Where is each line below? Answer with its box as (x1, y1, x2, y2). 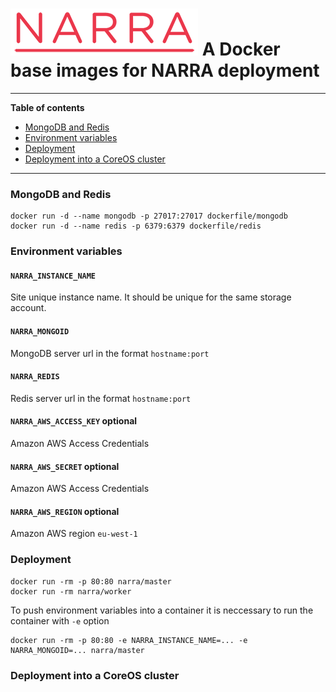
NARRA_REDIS (10, 372, 60, 382)
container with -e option (10, 614, 110, 627)
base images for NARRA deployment (10, 59, 320, 82)
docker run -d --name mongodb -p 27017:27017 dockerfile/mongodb (10, 211, 288, 222)
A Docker (201, 38, 281, 61)
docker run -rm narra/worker (10, 586, 132, 597)
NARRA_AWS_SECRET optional (10, 460, 120, 472)
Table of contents (10, 101, 85, 113)
